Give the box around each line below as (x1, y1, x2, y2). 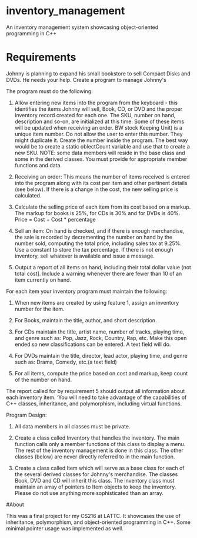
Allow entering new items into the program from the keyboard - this (14, 99, 178, 106)
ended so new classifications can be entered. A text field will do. (14, 341, 171, 348)
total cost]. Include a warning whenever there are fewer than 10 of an (14, 270, 182, 277)
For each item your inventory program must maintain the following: (6, 288, 168, 295)
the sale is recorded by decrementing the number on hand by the (14, 233, 172, 240)
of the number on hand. (14, 376, 72, 383)
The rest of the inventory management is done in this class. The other (14, 447, 183, 454)
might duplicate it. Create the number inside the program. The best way (14, 137, 188, 144)
